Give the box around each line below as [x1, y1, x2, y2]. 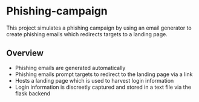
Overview [6, 48, 44, 59]
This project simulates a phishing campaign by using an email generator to [6, 24, 192, 31]
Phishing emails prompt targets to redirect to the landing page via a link [15, 71, 193, 78]
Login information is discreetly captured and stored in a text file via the [15, 83, 192, 91]
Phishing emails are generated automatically [15, 64, 126, 71]
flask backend [15, 89, 51, 97]
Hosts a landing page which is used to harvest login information [15, 77, 174, 84]
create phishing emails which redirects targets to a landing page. [6, 30, 168, 37]
